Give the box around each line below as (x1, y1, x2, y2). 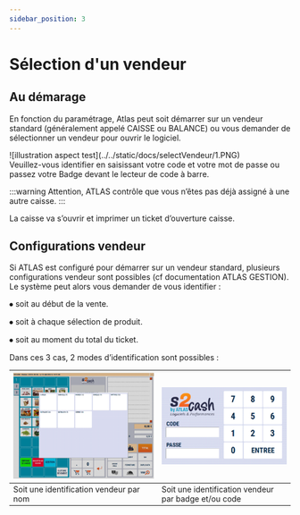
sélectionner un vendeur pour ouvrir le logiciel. (9, 132, 181, 143)
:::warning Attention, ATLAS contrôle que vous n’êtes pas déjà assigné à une (9, 186, 290, 197)
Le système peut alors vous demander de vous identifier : (9, 282, 221, 292)
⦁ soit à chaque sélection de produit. (9, 317, 143, 327)
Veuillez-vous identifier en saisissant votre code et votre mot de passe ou (9, 159, 279, 170)
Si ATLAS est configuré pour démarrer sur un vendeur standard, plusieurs (9, 262, 280, 273)
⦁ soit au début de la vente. (9, 299, 109, 309)
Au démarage (9, 89, 87, 105)
